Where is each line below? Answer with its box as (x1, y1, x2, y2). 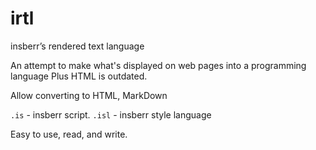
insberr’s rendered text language (10, 40, 145, 52)
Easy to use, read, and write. (10, 128, 128, 140)
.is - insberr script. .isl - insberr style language (10, 108, 212, 121)
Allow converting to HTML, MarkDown (10, 89, 168, 101)
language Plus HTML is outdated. (10, 70, 148, 82)
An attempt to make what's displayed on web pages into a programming (10, 59, 307, 71)
